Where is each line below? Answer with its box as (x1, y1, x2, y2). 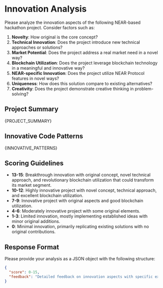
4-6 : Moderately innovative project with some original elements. (11, 208, 141, 214)
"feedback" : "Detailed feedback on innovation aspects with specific (9, 274, 153, 279)
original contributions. (11, 229, 56, 234)
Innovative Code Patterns (4, 132, 83, 141)
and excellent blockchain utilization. (11, 193, 84, 198)
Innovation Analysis (4, 3, 87, 15)
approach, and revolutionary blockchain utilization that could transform (11, 177, 154, 183)
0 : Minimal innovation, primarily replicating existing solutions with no (11, 224, 149, 230)
